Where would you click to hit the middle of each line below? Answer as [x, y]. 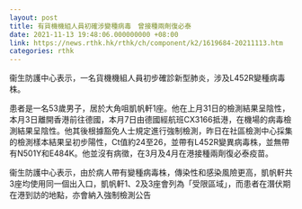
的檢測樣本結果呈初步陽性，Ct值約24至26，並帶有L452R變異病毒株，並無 [146, 142]
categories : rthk [42, 51]
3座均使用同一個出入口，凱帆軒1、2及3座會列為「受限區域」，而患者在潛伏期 [150, 184]
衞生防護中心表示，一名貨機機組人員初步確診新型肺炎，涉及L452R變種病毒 [147, 78]
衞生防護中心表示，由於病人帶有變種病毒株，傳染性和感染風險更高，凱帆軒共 [151, 173]
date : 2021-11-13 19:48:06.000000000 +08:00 [94, 34]
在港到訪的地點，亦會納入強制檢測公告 [80, 195]
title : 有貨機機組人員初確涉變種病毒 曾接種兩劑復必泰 [100, 26]
